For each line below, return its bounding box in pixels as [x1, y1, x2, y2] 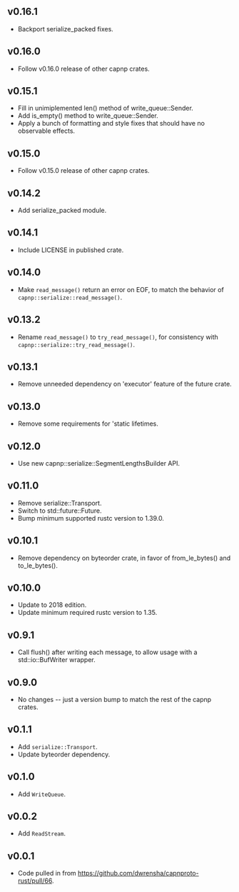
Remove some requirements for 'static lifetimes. [17, 419, 159, 428]
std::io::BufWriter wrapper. [17, 656, 96, 664]
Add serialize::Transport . [17, 742, 98, 751]
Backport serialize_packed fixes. [17, 24, 114, 33]
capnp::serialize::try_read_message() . [17, 340, 136, 349]
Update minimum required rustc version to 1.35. [17, 608, 158, 617]
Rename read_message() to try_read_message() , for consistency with [17, 332, 219, 341]
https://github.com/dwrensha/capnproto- [77, 869, 199, 878]
